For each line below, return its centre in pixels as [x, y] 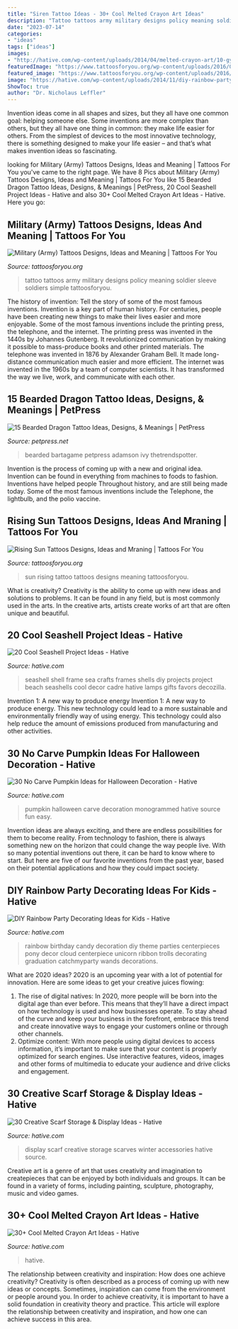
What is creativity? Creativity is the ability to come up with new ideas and [114, 590]
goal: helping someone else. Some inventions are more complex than [108, 121]
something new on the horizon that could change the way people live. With [117, 845]
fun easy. [38, 817]
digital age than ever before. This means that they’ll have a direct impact [123, 1003]
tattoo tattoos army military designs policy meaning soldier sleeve [121, 280]
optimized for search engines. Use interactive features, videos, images [121, 1056]
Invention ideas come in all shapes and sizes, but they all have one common [118, 113]
